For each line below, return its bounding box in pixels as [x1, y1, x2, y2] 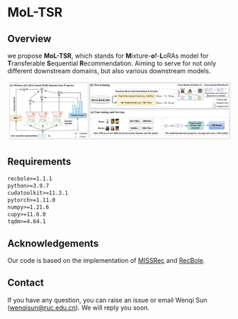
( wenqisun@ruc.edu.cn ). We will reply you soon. [7, 303, 150, 312]
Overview [7, 33, 52, 45]
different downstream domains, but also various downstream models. [7, 67, 212, 75]
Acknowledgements [7, 237, 99, 249]
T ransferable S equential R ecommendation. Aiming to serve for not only [7, 59, 217, 68]
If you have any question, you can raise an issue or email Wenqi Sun [7, 296, 208, 304]
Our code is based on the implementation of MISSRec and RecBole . [7, 256, 205, 265]
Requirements [7, 155, 71, 167]
